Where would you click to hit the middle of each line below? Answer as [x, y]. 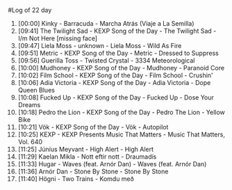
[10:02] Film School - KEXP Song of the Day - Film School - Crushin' [116, 75]
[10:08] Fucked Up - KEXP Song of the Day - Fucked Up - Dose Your [116, 97]
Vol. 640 [30, 142]
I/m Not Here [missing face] [58, 38]
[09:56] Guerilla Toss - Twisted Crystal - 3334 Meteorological [106, 61]
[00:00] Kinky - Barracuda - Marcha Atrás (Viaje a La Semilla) [106, 23]
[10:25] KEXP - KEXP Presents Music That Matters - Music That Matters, [121, 134]
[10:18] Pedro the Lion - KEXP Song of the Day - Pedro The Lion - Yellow [121, 112]
